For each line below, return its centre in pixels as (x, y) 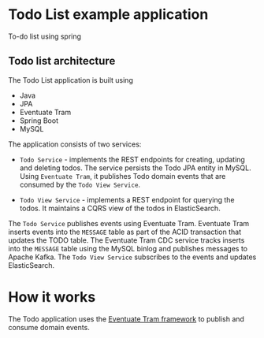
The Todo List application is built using (71, 80)
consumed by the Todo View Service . (80, 184)
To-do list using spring (45, 36)
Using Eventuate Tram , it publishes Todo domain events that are (123, 176)
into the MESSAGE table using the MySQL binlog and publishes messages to (128, 248)
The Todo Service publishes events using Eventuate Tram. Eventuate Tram (129, 223)
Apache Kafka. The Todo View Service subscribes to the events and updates (132, 257)
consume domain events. (49, 327)
